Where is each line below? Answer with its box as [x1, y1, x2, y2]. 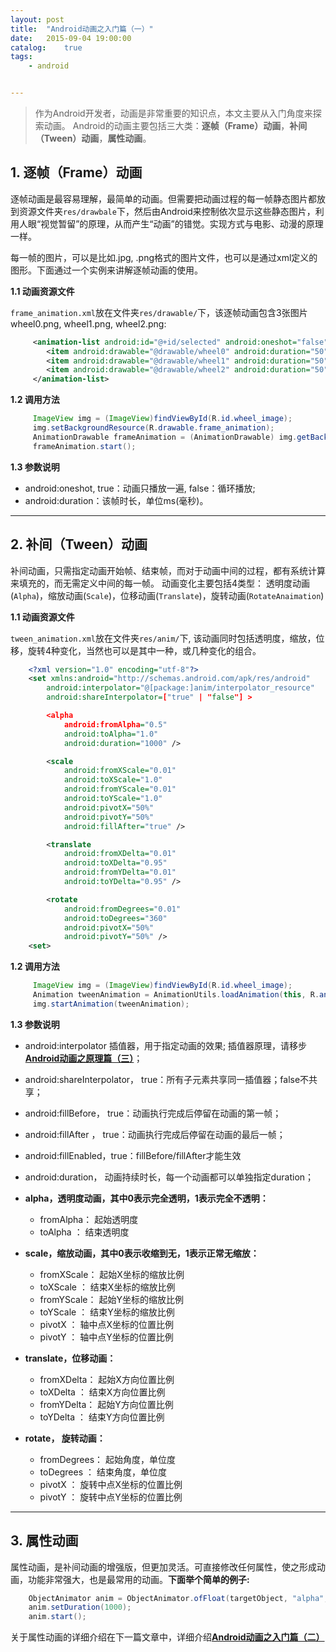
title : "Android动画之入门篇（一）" [10, 24, 154, 34]
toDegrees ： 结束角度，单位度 [39, 1466, 167, 1478]
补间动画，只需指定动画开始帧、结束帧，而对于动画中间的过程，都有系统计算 [10, 564, 326, 576]
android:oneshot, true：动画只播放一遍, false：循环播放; [24, 482, 256, 494]
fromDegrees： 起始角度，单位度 [39, 1453, 177, 1465]
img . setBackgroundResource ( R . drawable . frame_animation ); [32, 423, 275, 433]
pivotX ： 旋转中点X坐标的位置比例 [39, 1478, 183, 1490]
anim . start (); [28, 1612, 87, 1622]
